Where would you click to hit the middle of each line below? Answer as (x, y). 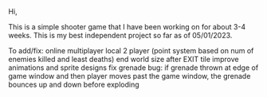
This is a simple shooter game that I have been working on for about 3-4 (127, 27)
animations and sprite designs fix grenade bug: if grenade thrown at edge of (133, 68)
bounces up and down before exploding (74, 84)
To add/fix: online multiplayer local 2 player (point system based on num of (131, 50)
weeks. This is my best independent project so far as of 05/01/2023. (120, 35)
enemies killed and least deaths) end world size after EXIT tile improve (124, 59)
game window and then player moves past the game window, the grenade (130, 76)
